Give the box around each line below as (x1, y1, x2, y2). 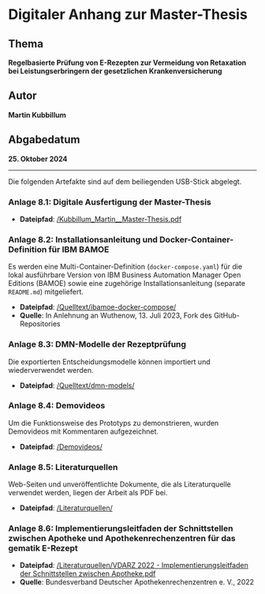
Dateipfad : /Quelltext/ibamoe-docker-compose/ (19, 303, 177, 312)
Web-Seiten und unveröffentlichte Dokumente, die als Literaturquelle (8, 479, 231, 489)
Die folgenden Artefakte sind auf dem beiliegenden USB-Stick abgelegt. (8, 176, 242, 186)
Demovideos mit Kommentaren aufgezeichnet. (8, 427, 159, 436)
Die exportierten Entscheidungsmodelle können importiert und (8, 357, 211, 367)
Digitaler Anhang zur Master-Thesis (8, 6, 248, 24)
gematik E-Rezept (8, 543, 78, 554)
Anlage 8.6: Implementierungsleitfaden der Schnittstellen (8, 523, 233, 534)
